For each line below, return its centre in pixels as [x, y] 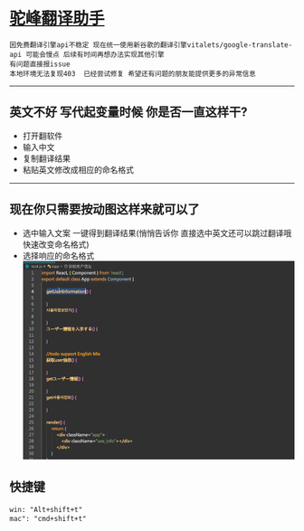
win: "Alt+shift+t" [46, 509]
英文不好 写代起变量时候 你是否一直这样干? [128, 113]
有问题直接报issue [40, 64]
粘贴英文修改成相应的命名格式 [78, 169]
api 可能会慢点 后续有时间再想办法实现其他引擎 [87, 54]
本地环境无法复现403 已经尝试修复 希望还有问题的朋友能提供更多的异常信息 [133, 73]
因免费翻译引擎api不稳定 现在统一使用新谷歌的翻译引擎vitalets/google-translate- [151, 45]
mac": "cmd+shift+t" [48, 518]
